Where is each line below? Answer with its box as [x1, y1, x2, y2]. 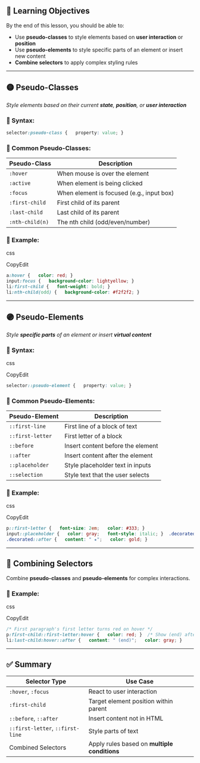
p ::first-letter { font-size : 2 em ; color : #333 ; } [6, 525, 145, 532]
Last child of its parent [57, 209, 120, 217]
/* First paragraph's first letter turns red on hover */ [6, 626, 153, 632]
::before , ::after [9, 714, 58, 722]
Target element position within [88, 697, 173, 705]
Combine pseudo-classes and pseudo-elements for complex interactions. [6, 574, 190, 581]
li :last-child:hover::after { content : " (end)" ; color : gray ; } [6, 637, 183, 643]
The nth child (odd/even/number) [57, 218, 151, 226]
